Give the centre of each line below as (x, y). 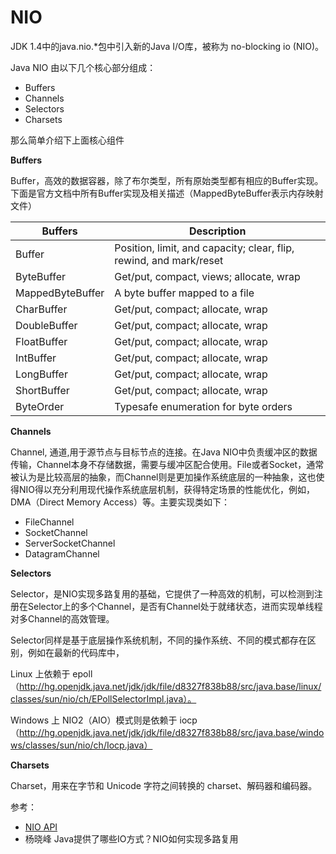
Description (217, 231)
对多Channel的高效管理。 (62, 618)
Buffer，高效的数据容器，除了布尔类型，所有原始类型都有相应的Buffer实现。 (167, 180)
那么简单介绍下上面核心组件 (67, 140)
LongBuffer (41, 374)
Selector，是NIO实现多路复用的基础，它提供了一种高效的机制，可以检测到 (162, 593)
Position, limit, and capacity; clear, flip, (204, 248)
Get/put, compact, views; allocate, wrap (207, 276)
